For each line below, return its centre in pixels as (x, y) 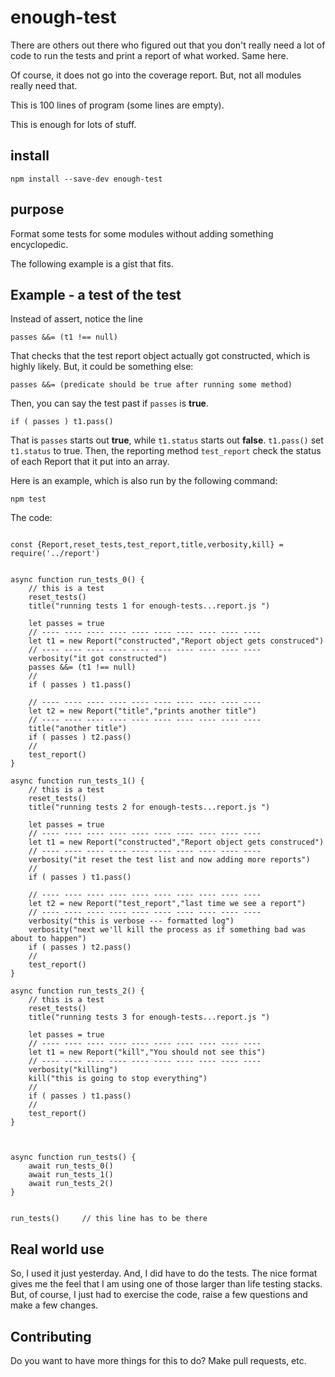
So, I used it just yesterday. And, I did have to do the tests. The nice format (164, 1273)
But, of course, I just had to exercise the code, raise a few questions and (159, 1295)
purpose (37, 209)
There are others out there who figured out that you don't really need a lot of (168, 45)
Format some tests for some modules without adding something (142, 233)
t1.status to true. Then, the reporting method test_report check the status (166, 451)
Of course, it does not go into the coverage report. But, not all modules (156, 75)
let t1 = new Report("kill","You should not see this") (147, 1052)
